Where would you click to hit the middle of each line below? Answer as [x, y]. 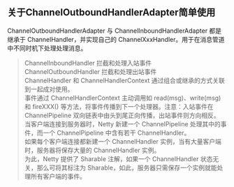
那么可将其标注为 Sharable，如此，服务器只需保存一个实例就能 [127, 167]
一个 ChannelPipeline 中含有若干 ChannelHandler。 [117, 133]
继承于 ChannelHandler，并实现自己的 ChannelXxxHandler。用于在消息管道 [116, 39]
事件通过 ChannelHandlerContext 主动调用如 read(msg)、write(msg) [123, 98]
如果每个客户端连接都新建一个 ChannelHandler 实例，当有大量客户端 [123, 141]
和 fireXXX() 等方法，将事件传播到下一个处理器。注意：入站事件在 [119, 106]
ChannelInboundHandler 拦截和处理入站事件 [88, 63]
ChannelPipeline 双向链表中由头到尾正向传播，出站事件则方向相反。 [122, 115]
